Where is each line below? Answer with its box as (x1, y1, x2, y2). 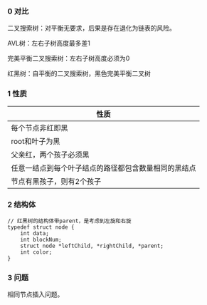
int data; (20, 229, 50, 237)
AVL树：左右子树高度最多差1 (7, 39, 90, 48)
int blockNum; (20, 236, 62, 243)
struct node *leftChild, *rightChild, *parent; (20, 242, 164, 249)
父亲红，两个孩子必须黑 (11, 150, 90, 160)
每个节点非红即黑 (11, 123, 69, 133)
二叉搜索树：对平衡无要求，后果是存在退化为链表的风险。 (7, 24, 176, 33)
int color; (20, 248, 53, 256)
